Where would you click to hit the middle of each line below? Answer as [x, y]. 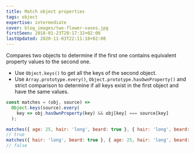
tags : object [22, 17]
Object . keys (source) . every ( [46, 108]
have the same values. [42, 92]
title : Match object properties [45, 11]
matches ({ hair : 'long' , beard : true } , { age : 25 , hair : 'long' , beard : [98, 140]
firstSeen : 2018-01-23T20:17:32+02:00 [53, 33]
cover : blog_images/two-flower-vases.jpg [57, 28]
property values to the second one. [49, 61]
